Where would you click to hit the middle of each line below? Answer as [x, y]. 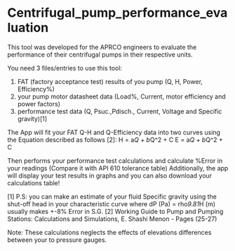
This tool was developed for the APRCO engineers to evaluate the [102, 47]
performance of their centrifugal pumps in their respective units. [100, 55]
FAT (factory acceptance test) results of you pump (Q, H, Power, [110, 81]
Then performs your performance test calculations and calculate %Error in [115, 160]
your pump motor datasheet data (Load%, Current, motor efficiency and [121, 96]
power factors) [39, 103]
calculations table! [34, 182]
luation [28, 28]
